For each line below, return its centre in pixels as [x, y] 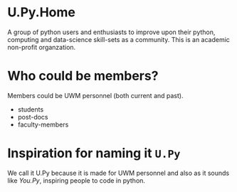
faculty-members [43, 124]
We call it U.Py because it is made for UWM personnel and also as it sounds [118, 173]
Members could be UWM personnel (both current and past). [95, 95]
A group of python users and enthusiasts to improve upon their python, [111, 32]
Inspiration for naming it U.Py [94, 153]
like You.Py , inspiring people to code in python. [77, 180]
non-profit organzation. [42, 47]
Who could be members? [83, 76]
